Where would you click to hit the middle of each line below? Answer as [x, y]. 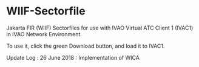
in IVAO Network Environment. [44, 34]
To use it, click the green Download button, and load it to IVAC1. [86, 46]
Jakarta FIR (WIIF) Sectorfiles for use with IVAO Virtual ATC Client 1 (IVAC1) [100, 28]
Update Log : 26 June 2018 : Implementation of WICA [73, 57]
